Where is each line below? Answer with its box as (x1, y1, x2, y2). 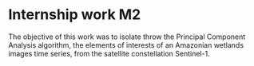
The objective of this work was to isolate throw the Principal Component (8, 32, 246, 41)
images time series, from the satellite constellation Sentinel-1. (8, 49, 210, 58)
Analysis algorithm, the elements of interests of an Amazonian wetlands (8, 40, 244, 49)
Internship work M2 (8, 6, 141, 24)
